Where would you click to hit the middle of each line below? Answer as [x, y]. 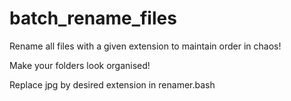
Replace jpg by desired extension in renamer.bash [112, 84]
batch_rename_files [93, 18]
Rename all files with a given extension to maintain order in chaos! [145, 46]
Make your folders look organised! [80, 65]
